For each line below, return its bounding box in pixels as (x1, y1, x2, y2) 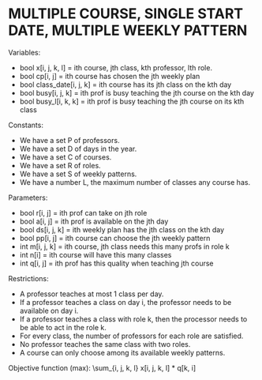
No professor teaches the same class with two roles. (19, 339, 191, 348)
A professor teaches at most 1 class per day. (19, 289, 164, 299)
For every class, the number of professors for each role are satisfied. (19, 331, 244, 340)
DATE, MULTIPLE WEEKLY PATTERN (8, 21, 248, 40)
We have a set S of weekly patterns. (19, 169, 137, 179)
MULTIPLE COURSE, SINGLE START (8, 5, 243, 23)
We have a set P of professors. (19, 135, 120, 145)
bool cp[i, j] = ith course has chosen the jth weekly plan (19, 71, 200, 81)
